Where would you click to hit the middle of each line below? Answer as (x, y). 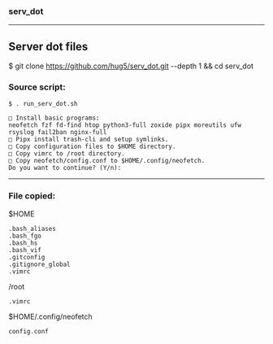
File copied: (32, 196)
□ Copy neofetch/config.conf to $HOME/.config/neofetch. (107, 161)
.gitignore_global (39, 264)
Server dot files (48, 46)
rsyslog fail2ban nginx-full (58, 133)
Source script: (37, 87)
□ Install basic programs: (54, 118)
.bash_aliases (32, 229)
